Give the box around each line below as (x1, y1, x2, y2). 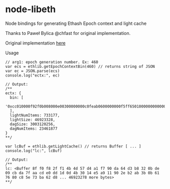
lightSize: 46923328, (10, 117, 56, 122)
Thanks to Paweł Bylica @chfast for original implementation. (5, 30, 131, 36)
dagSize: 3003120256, (10, 122, 56, 127)
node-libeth (5, 4, 56, 15)
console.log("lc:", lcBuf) (5, 148, 62, 153)
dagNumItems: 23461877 (10, 126, 58, 131)
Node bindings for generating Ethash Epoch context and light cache (5, 20, 147, 26)
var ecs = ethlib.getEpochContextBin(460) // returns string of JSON (5, 64, 155, 69)
